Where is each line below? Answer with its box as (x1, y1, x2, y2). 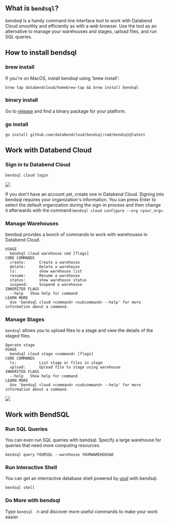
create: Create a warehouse (10, 260, 80, 265)
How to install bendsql (5, 48, 77, 57)
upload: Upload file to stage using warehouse (10, 365, 121, 370)
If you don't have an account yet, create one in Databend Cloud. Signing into (5, 191, 164, 197)
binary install (5, 96, 38, 103)
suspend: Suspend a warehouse (10, 282, 82, 287)
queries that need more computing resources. (5, 442, 101, 448)
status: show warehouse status (10, 278, 87, 283)
